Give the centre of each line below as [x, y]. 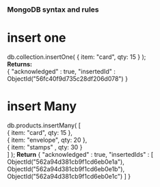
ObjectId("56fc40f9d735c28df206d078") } [68, 78]
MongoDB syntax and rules [53, 10]
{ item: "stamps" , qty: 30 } [45, 147]
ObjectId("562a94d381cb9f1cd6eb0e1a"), [66, 162]
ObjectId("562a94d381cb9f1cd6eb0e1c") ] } [69, 176]
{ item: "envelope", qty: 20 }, [47, 140]
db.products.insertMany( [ [44, 125]
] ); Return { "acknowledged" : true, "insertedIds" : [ [80, 154]
